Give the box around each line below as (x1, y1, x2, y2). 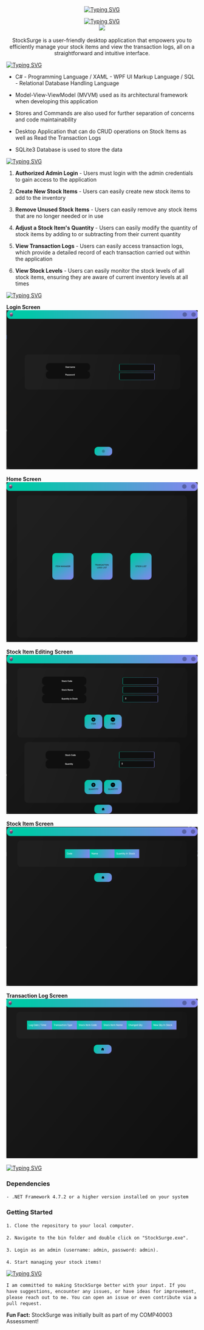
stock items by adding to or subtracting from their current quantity (15, 231, 181, 237)
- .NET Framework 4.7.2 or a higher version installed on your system (6, 1194, 189, 1200)
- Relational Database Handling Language (15, 80, 120, 87)
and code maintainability (15, 116, 77, 123)
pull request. (6, 1300, 42, 1306)
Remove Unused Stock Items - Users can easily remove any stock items (15, 206, 197, 213)
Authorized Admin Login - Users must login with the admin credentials (15, 169, 193, 177)
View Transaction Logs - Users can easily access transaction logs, (15, 242, 184, 250)
